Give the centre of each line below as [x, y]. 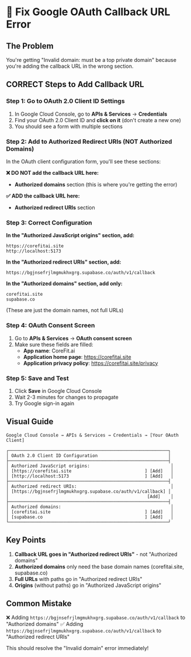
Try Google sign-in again [44, 403]
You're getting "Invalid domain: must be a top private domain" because [91, 60]
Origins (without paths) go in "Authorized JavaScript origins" [88, 585]
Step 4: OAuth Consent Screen [51, 326]
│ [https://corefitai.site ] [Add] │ [90, 471]
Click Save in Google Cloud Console [58, 390]
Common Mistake [39, 604]
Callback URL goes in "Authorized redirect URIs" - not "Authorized [96, 554]
